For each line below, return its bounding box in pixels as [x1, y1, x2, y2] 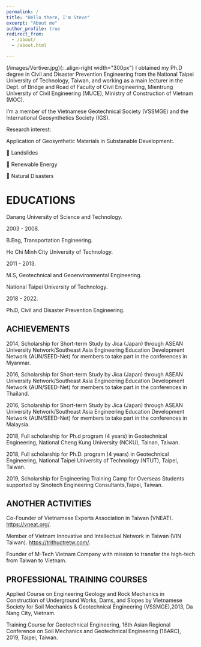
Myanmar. [6, 359, 31, 366]
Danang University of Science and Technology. [6, 213, 123, 220]
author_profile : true [6, 25, 61, 32]
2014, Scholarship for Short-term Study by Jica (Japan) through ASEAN [6, 340, 184, 347]
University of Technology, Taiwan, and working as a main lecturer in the [6, 76, 184, 84]
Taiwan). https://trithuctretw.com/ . [6, 539, 91, 546]
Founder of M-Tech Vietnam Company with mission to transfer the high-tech [6, 551, 196, 558]
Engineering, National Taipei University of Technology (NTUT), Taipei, [6, 456, 179, 464]
